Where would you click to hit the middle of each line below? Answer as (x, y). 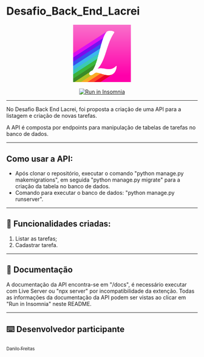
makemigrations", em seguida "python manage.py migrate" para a (97, 180)
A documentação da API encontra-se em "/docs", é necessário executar (97, 284)
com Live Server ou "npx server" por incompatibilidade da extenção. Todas (100, 291)
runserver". (29, 199)
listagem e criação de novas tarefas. (52, 116)
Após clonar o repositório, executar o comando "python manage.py (99, 173)
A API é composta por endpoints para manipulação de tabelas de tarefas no (101, 127)
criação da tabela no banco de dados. (63, 186)
